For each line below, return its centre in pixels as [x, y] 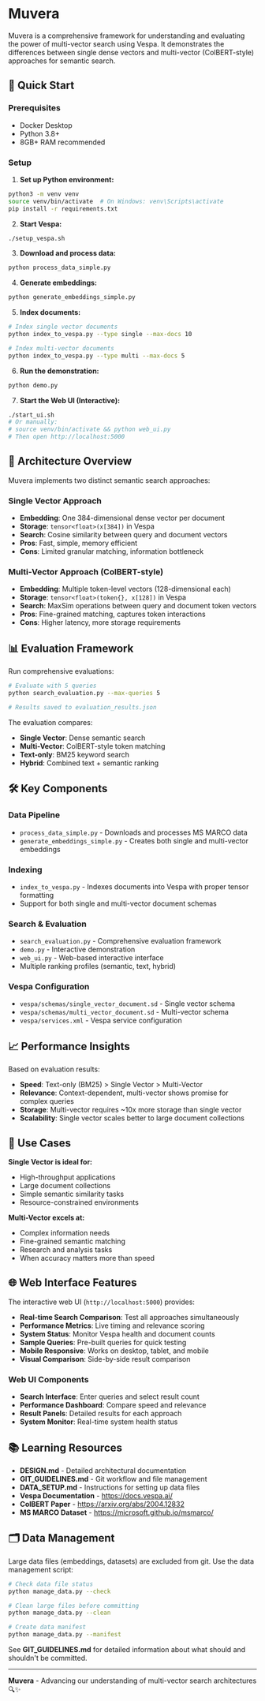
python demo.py [33, 385]
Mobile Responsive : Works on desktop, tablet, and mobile [114, 1351]
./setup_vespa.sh [37, 238]
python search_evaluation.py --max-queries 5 [84, 693]
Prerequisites [34, 108]
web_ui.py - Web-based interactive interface [91, 958]
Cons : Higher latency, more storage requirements [100, 622]
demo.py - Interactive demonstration [77, 950]
